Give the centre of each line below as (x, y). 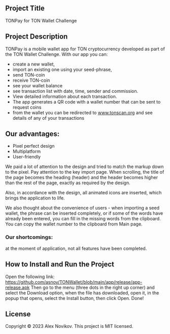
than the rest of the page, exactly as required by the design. (68, 183)
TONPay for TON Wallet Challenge (41, 20)
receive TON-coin (31, 80)
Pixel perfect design (33, 146)
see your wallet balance (37, 85)
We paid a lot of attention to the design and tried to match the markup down (84, 166)
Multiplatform (27, 151)
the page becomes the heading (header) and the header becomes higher (82, 178)
